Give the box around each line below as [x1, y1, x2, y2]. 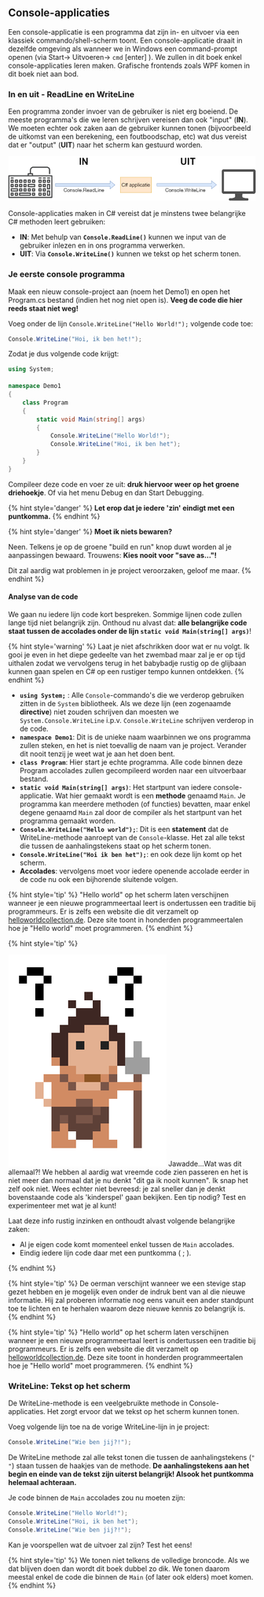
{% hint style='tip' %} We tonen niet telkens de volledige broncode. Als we [8, 1555, 250, 1565]
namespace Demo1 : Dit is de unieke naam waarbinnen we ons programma [19, 732, 251, 742]
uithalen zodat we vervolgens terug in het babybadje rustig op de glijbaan [8, 658, 247, 668]
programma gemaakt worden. [19, 816, 116, 825]
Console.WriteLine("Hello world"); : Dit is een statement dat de [19, 825, 229, 834]
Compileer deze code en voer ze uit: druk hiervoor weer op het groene [8, 479, 240, 489]
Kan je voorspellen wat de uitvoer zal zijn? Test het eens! [8, 1540, 192, 1550]
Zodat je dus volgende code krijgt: [8, 349, 119, 359]
